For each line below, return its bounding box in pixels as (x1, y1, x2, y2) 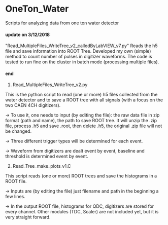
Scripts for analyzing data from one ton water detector (5, 20, 119, 26)
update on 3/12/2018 (5, 31, 50, 37)
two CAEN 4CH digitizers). (5, 102, 61, 108)
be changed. (5, 128, 32, 134)
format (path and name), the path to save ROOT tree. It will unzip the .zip (5, 118, 157, 124)
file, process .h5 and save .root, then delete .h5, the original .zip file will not (5, 123, 162, 129)
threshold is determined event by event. (5, 153, 89, 160)
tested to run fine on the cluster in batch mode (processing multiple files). (5, 59, 159, 65)
